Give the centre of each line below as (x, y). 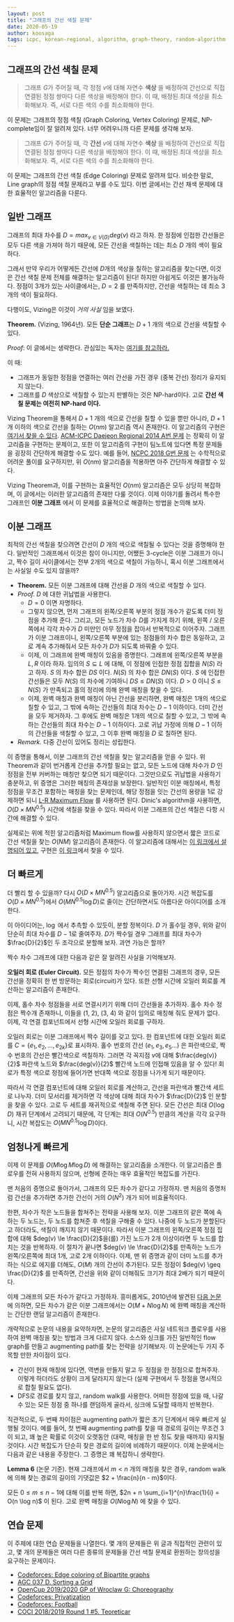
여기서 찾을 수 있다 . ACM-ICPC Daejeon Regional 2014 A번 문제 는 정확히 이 (112, 435)
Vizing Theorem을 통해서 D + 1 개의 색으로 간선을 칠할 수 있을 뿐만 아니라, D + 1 (116, 418)
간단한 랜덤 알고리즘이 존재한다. (57, 1314)
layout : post (26, 14)
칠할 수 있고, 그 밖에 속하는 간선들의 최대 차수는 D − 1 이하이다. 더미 (119, 707)
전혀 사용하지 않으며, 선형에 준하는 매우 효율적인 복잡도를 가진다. (113, 1174)
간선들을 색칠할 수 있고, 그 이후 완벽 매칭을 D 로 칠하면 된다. (116, 733)
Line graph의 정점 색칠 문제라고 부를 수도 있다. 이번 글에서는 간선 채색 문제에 (111, 184)
